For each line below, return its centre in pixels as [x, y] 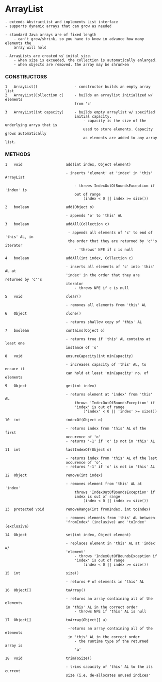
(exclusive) [17, 526]
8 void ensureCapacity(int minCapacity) [69, 356]
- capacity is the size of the [115, 121]
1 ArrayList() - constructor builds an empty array [78, 87]
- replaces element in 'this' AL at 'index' [112, 543]
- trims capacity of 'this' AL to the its [109, 667]
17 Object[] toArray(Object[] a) [56, 620]
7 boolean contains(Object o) [55, 330]
